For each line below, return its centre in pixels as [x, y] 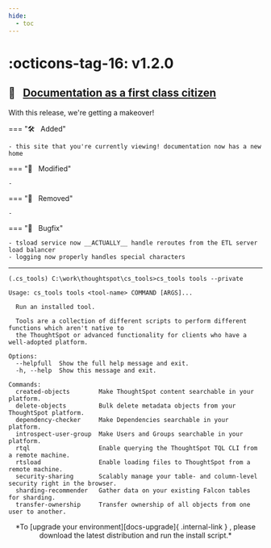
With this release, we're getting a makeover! [81, 112]
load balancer [32, 250]
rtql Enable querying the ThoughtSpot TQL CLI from [137, 448]
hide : [17, 16]
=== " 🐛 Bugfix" [36, 228]
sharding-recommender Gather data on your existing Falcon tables [133, 490]
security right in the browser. [63, 483]
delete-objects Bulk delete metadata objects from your [126, 406]
